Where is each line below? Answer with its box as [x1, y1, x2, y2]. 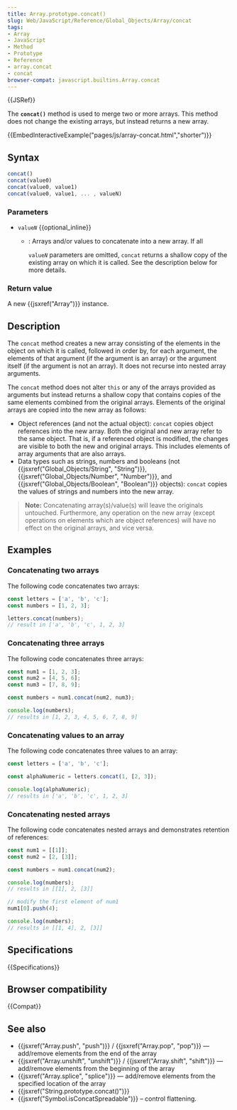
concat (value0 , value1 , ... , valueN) [7, 190, 122, 197]
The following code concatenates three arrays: [7, 654, 144, 663]
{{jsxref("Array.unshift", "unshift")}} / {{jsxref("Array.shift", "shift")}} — [17, 1057, 224, 1065]
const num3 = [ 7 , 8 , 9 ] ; [7, 681, 81, 689]
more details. [28, 266, 67, 274]
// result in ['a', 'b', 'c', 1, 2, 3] [7, 621, 126, 629]
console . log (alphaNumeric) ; [7, 785, 91, 793]
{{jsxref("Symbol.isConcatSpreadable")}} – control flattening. [17, 1094, 197, 1103]
